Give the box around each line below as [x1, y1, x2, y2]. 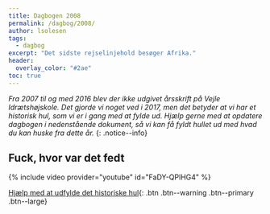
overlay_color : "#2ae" [15, 64, 92, 72]
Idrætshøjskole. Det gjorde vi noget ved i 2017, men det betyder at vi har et [8, 102, 256, 112]
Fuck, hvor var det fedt [8, 151, 125, 165]
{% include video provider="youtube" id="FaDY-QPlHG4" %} [8, 172, 211, 182]
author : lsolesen [8, 27, 67, 35]
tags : [8, 34, 27, 43]
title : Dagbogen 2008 [8, 11, 81, 20]
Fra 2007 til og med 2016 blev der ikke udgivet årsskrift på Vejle [8, 93, 221, 103]
